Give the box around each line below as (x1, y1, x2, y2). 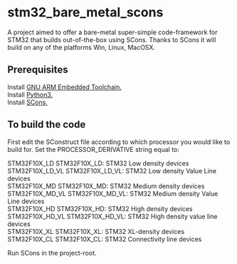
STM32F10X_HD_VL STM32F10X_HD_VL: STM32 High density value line (7, 212, 218, 220)
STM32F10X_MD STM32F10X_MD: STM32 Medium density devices (7, 181, 205, 190)
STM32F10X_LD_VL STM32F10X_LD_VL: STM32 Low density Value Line (7, 166, 217, 175)
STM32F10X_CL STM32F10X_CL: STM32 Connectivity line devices (7, 235, 202, 243)
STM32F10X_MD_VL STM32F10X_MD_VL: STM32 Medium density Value (7, 189, 218, 198)
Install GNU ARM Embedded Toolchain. (7, 83, 122, 91)
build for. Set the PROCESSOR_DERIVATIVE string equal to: (7, 145, 180, 153)
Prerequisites (7, 64, 68, 76)
